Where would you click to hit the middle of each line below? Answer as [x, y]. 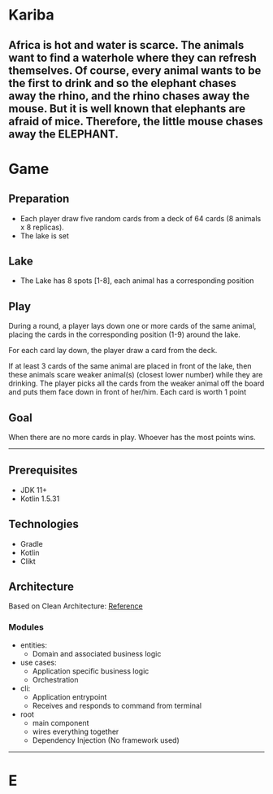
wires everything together [76, 731]
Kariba [31, 15]
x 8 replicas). [42, 227]
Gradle [31, 543]
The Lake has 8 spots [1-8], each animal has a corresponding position [137, 281]
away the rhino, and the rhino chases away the [129, 96]
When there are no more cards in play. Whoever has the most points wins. [132, 438]
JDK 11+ [33, 490]
